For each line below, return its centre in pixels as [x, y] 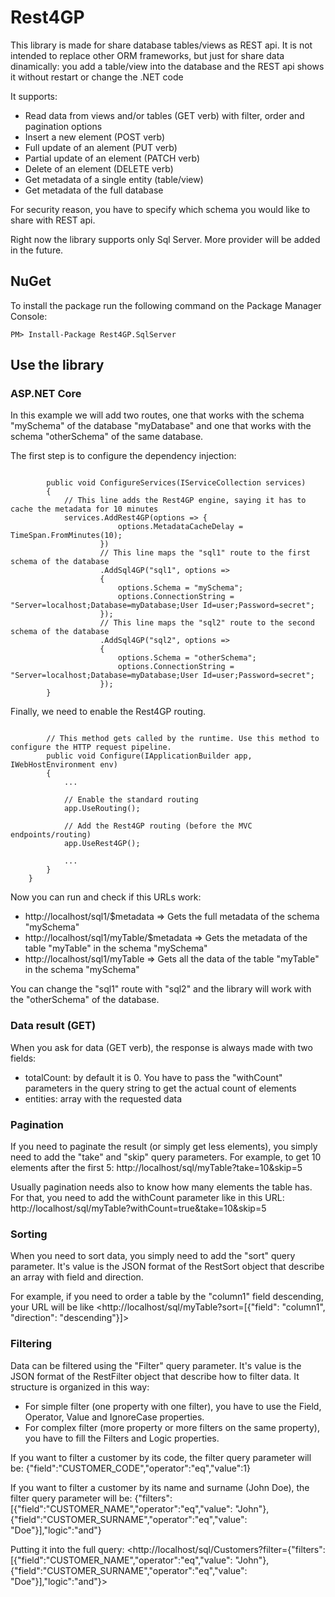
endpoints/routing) [51, 835]
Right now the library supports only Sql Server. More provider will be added [165, 239]
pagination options [63, 126]
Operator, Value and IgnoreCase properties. [114, 1417]
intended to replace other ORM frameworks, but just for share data [147, 55]
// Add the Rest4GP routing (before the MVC [158, 826]
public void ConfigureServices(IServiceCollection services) [176, 483]
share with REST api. [53, 220]
